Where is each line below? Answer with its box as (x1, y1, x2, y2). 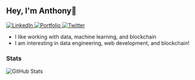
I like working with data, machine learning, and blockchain (14, 33, 157, 40)
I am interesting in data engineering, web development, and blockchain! (14, 39, 190, 46)
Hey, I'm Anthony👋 (6, 6, 77, 16)
